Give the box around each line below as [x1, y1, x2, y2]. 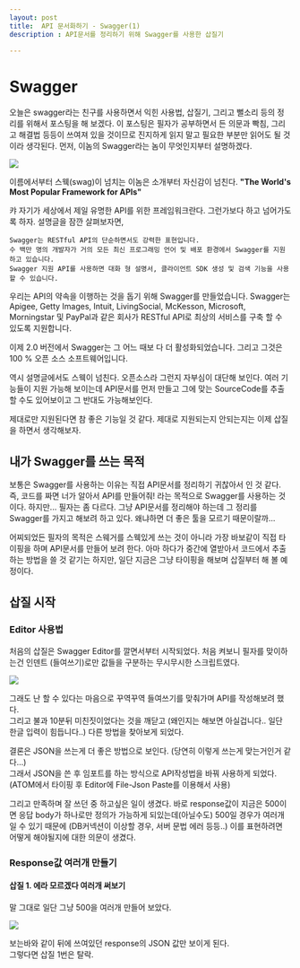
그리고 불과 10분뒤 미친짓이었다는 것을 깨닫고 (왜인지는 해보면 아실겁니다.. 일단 [9, 715, 284, 726]
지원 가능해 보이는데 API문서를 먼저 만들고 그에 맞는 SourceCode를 [32, 383, 269, 395]
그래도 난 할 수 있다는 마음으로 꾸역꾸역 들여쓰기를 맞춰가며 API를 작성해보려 [9, 693, 275, 703]
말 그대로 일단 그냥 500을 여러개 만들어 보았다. [9, 902, 172, 912]
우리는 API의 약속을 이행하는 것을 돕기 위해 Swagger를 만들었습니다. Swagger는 [9, 291, 291, 301]
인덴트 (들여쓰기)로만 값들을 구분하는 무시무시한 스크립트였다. [25, 657, 240, 667]
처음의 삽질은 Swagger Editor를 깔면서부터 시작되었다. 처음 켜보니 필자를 [9, 645, 264, 656]
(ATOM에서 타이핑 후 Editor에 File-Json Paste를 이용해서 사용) [9, 779, 231, 789]
